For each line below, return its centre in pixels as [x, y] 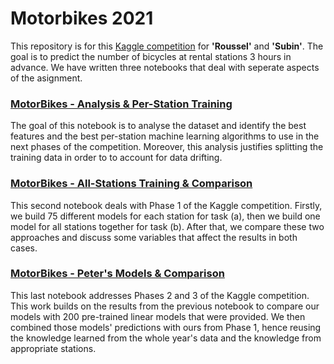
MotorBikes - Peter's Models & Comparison [117, 274]
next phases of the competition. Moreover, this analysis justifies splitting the [167, 147]
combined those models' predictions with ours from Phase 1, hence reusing [166, 327]
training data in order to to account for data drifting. [116, 158]
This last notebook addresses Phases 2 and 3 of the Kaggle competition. [160, 295]
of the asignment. [46, 78]
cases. [24, 248]
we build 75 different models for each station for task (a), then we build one [165, 216]
